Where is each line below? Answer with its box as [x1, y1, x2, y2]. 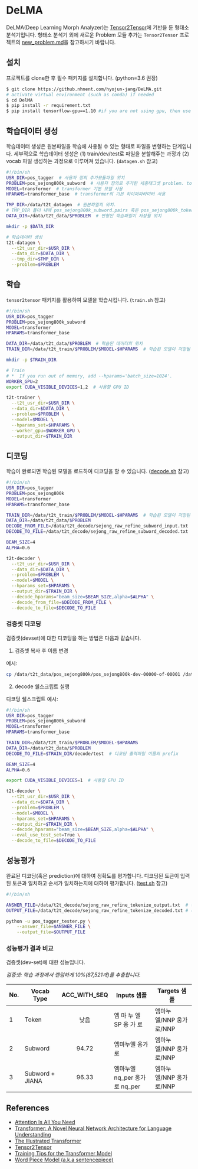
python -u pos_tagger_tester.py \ [6, 918, 91, 924]
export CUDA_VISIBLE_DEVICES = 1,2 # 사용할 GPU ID [6, 384, 130, 390]
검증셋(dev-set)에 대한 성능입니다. [6, 959, 85, 966]
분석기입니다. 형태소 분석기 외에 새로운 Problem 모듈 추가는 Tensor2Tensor [6, 31, 179, 38]
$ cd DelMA [6, 97, 33, 103]
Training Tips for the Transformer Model [14, 1150, 113, 1157]
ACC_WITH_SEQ [61, 991, 108, 999]
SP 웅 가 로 [114, 1020, 143, 1028]
